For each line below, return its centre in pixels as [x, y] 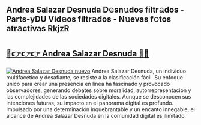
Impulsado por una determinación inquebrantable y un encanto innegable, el [100, 109]
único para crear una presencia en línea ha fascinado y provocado [88, 84]
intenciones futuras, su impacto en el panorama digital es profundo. [90, 103]
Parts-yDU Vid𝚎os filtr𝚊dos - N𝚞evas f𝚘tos [89, 20]
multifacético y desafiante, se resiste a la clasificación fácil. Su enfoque [94, 77]
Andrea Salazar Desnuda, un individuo [139, 71]
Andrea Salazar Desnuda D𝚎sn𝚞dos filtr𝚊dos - [95, 10]
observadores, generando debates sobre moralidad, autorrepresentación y [99, 90]
